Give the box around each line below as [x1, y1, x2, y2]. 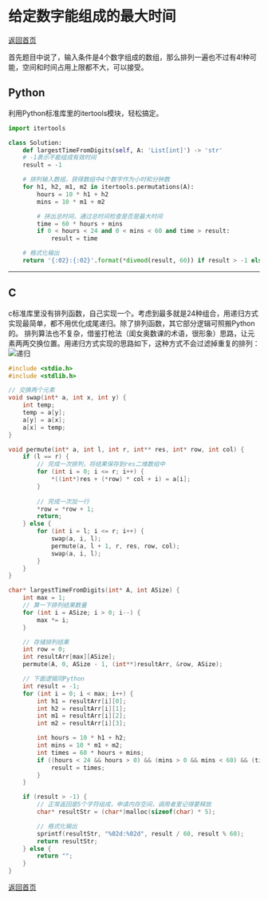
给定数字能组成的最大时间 [8, 7, 177, 26]
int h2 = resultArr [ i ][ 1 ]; [37, 704, 127, 712]
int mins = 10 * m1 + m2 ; [37, 741, 124, 749]
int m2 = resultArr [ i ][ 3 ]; [37, 720, 127, 728]
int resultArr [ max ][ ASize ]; [22, 653, 116, 661]
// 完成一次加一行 [37, 497, 89, 505]
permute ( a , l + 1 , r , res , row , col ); [50, 542, 180, 550]
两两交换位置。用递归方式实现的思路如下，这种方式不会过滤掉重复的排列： [14, 338, 260, 348]
